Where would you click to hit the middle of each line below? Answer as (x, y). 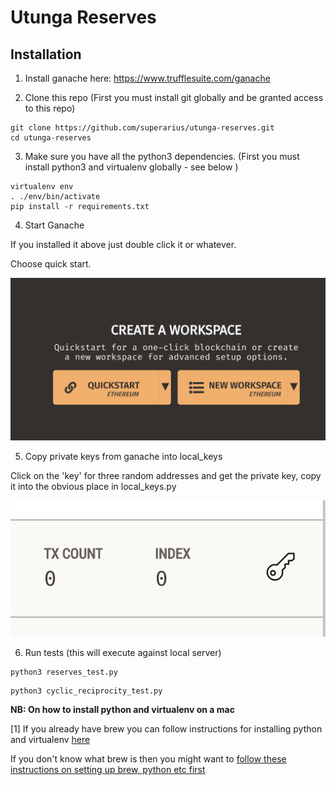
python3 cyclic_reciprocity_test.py (86, 691)
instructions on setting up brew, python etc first (108, 770)
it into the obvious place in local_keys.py (93, 487)
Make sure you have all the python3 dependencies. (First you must (162, 156)
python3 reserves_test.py (64, 672)
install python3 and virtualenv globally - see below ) (131, 167)
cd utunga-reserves (51, 138)
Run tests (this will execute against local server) (123, 653)
